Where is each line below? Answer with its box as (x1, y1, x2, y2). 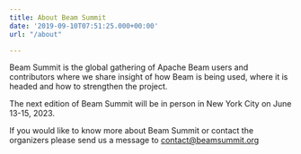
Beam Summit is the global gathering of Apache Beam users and (9, 62, 249, 73)
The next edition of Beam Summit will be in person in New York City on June (9, 98, 292, 109)
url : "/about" (9, 30, 63, 38)
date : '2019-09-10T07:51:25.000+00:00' (9, 21, 159, 30)
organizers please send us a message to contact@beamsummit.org (9, 135, 260, 146)
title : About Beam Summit (9, 13, 106, 22)
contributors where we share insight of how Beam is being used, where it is (9, 72, 288, 82)
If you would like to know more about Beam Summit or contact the (9, 125, 254, 136)
